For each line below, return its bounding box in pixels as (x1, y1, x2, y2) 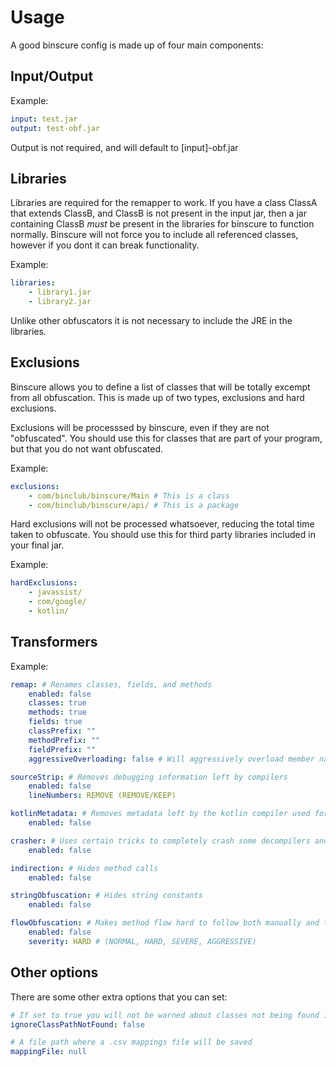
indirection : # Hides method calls (10, 863, 159, 873)
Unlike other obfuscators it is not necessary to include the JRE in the (10, 314, 293, 326)
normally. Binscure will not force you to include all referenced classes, (10, 229, 299, 241)
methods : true (28, 707, 87, 718)
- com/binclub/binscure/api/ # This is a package (28, 500, 240, 510)
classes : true (28, 698, 87, 708)
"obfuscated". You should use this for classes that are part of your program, (10, 432, 323, 444)
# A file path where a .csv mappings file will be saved (10, 1037, 253, 1048)
